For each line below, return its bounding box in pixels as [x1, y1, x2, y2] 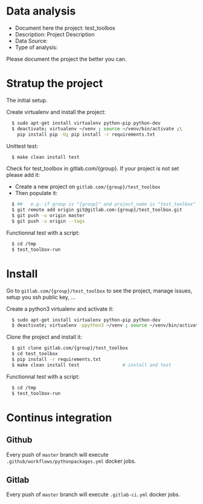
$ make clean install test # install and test [11, 362, 172, 368]
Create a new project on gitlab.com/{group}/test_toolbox [14, 183, 161, 190]
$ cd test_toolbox [11, 351, 59, 357]
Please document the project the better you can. [6, 55, 127, 62]
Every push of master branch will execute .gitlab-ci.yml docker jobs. [6, 491, 180, 498]
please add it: [6, 171, 40, 179]
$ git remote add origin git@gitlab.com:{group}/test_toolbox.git [11, 207, 182, 213]
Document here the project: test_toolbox [14, 24, 116, 31]
